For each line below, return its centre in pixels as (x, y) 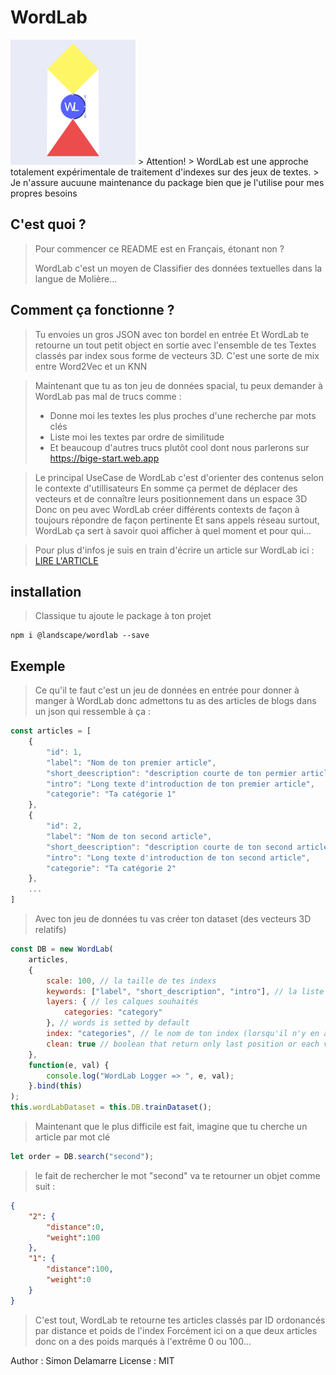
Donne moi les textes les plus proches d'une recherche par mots (183, 415)
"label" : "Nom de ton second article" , (129, 836)
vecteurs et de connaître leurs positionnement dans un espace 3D (171, 498)
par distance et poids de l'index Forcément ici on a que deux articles (176, 1330)
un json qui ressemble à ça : (93, 712)
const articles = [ (51, 731)
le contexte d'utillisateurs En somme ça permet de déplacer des (166, 488)
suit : (45, 1186)
